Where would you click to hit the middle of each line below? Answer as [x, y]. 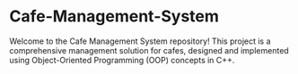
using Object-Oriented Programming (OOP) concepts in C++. [122, 60]
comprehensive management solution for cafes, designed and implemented [149, 50]
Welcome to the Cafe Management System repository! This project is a [140, 41]
